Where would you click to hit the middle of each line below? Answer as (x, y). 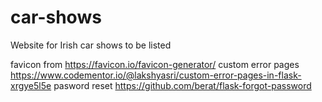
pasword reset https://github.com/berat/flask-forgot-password (182, 85)
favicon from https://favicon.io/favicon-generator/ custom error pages (155, 64)
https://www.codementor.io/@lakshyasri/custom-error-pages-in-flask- (156, 75)
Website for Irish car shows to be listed (91, 45)
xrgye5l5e (31, 85)
